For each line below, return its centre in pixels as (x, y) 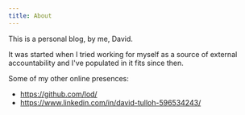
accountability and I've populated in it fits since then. (96, 63)
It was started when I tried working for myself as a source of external (123, 54)
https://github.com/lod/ (59, 94)
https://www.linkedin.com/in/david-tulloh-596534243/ (110, 102)
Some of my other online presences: (69, 78)
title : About (30, 16)
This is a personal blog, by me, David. (71, 39)
